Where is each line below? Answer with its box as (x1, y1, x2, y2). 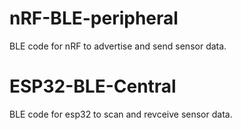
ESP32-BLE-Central (9, 75, 177, 98)
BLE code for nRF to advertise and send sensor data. (9, 40, 227, 52)
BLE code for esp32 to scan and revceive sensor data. (9, 108, 233, 120)
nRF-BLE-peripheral (9, 7, 179, 30)
